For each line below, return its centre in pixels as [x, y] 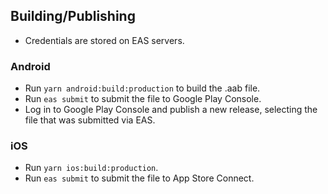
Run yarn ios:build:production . [91, 168]
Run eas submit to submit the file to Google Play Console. [143, 99]
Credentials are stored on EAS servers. [104, 40]
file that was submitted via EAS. [90, 120]
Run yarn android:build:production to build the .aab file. [142, 88]
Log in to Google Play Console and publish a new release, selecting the [171, 110]
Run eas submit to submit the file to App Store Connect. [139, 178]
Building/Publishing [73, 16]
